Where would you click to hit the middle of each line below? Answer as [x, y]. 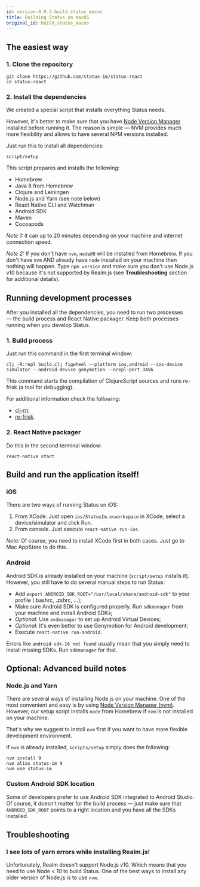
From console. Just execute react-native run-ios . [77, 529]
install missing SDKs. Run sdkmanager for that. [62, 650]
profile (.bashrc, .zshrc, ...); [48, 600]
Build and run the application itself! [73, 475]
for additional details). [33, 279]
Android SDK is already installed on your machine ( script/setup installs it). [98, 576]
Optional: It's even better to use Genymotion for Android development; [101, 625]
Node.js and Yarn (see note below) [57, 199]
